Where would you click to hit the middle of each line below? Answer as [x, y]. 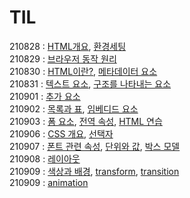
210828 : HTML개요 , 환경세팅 [68, 46]
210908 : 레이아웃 [45, 158]
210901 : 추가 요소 [45, 96]
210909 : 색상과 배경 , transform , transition [94, 171]
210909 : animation [49, 182]
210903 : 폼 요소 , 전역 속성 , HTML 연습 [86, 121]
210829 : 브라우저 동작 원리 [63, 58]
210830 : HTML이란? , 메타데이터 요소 [83, 71]
